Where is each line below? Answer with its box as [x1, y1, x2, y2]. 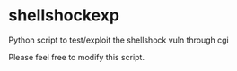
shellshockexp [8, 5, 120, 26]
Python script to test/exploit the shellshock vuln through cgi [8, 35, 230, 45]
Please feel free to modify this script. [8, 51, 145, 62]
